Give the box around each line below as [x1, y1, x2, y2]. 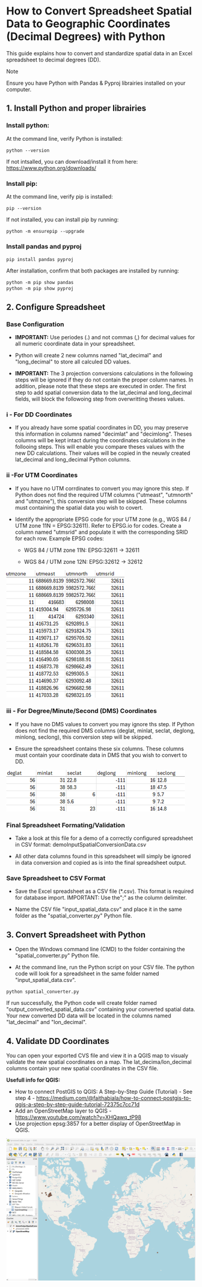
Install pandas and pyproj [6, 242, 82, 250]
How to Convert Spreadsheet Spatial [6, 4, 192, 18]
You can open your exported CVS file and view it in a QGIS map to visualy [6, 1052, 188, 1060]
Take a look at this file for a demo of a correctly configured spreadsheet [14, 835, 194, 842]
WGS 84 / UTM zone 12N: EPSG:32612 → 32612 [23, 558, 143, 565]
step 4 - [14, 1094, 35, 1102]
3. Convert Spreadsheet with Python [6, 930, 146, 940]
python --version [6, 147, 50, 153]
